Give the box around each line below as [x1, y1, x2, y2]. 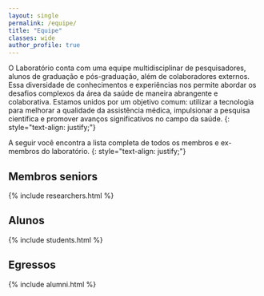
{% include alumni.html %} [8, 279, 97, 289]
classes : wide [8, 34, 56, 42]
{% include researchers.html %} [8, 191, 114, 200]
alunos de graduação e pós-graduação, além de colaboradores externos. [8, 72, 250, 81]
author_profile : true [8, 41, 81, 49]
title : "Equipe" [8, 26, 62, 34]
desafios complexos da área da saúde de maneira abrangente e [8, 89, 218, 98]
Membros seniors [8, 169, 98, 184]
